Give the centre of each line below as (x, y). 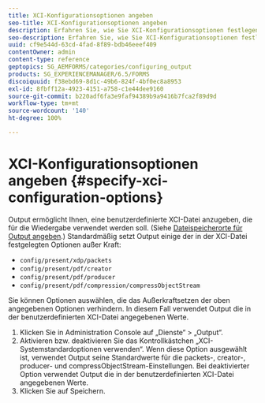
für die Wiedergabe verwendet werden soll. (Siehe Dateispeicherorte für (125, 228)
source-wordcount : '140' (49, 111)
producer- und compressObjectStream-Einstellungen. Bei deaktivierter (134, 366)
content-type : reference (49, 60)
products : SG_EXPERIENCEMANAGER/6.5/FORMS (79, 74)
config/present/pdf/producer (67, 277)
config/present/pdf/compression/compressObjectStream (110, 285)
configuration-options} (86, 198)
